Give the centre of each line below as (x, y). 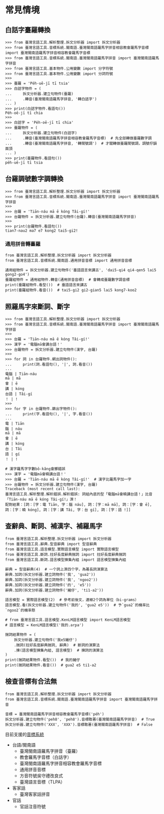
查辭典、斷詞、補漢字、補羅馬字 (54, 526)
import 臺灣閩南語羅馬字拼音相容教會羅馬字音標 (48, 53)
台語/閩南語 (24, 744)
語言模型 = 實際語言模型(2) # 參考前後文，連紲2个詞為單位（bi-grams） (72, 600)
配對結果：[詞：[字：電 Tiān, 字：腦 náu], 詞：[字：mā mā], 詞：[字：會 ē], (79, 504)
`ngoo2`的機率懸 (20, 610)
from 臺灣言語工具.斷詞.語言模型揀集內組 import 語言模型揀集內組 (66, 560)
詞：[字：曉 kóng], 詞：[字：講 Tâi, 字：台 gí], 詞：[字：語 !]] (68, 510)
